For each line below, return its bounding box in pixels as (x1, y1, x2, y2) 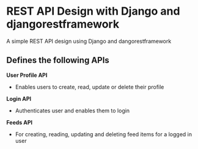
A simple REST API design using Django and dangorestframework (6, 37, 172, 45)
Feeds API (6, 118, 32, 126)
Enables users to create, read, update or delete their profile (15, 83, 164, 90)
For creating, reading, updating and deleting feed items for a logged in (15, 130, 193, 138)
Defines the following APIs (6, 55, 110, 65)
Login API (6, 95, 32, 102)
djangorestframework (6, 17, 120, 31)
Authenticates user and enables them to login (15, 107, 130, 114)
